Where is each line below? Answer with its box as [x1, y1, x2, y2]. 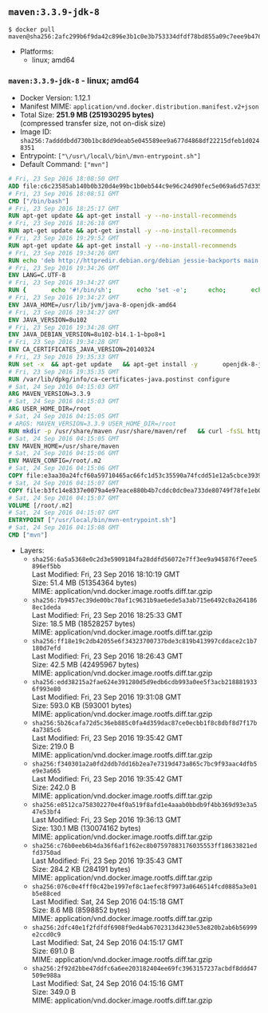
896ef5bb [31, 562, 61, 570]
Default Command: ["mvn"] [19, 160, 109, 169]
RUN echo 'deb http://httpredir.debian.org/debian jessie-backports [8, 256, 241, 264]
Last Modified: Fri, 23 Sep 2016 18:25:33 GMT [31, 610, 183, 619]
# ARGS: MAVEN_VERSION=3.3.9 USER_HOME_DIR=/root [8, 419, 177, 428]
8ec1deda [31, 603, 61, 611]
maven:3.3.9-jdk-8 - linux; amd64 [8, 75, 140, 86]
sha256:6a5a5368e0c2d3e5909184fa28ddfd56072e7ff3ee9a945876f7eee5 [31, 555, 258, 564]
